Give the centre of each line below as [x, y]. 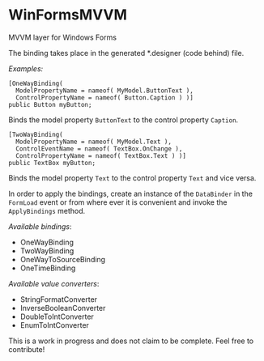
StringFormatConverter [59, 299]
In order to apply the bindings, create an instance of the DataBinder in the [131, 193]
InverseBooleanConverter [63, 308]
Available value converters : [54, 283]
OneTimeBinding [48, 268]
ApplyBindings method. [47, 210]
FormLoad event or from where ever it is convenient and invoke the [118, 202]
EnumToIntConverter [54, 325]
